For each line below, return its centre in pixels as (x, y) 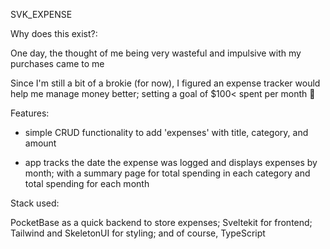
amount (40, 143)
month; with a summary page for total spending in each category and (167, 173)
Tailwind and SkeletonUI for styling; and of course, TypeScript (138, 233)
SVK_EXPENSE (41, 14)
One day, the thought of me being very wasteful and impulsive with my (156, 53)
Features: (30, 113)
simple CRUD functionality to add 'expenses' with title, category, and (166, 132)
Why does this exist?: (54, 33)
